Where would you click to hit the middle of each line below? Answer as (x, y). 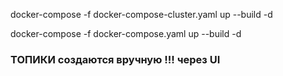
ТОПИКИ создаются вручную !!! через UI (115, 59)
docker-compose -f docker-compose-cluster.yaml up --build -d (141, 14)
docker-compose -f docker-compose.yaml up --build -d (126, 33)
